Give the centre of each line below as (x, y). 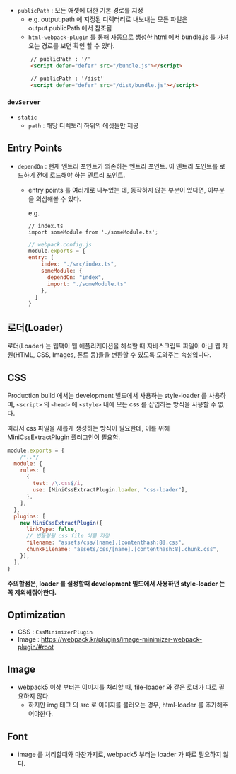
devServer (24, 102)
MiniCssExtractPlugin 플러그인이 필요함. (64, 437)
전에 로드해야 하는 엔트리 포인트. (81, 175)
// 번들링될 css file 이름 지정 (67, 536)
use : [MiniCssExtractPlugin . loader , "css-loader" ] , (111, 490)
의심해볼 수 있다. (58, 199)
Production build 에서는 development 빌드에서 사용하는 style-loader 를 (107, 395)
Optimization (36, 615)
